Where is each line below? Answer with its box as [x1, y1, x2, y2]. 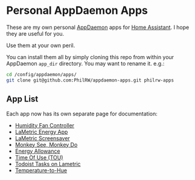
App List [6, 94, 39, 104]
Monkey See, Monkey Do [14, 141, 78, 148]
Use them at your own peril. [6, 42, 75, 49]
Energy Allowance [14, 147, 60, 155]
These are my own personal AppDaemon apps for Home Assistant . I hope [6, 24, 190, 31]
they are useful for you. [6, 30, 65, 37]
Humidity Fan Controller [14, 121, 74, 129]
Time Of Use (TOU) [14, 153, 63, 161]
